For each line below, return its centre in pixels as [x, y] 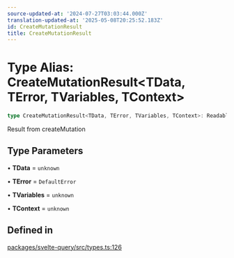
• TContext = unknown [38, 208]
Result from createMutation [46, 129]
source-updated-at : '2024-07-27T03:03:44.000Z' [78, 14]
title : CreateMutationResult [49, 33]
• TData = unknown [33, 167]
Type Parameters [45, 151]
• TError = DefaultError [42, 181]
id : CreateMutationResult [45, 26]
